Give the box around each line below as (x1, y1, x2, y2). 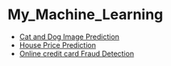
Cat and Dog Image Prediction (19, 32, 120, 41)
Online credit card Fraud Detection (19, 49, 135, 58)
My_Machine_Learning (7, 6, 164, 24)
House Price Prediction (19, 40, 96, 49)
